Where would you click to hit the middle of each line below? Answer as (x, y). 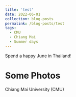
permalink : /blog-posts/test (35, 23)
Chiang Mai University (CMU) (35, 89)
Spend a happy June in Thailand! (38, 56)
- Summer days (24, 42)
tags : (11, 28)
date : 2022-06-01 (23, 14)
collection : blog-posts (29, 19)
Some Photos (33, 76)
